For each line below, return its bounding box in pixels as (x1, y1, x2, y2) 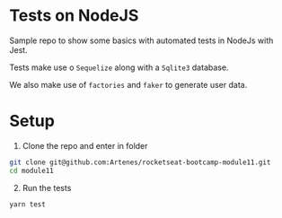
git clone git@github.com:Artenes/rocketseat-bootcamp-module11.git (9, 158, 271, 167)
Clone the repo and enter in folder (22, 140, 148, 151)
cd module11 (9, 166, 54, 175)
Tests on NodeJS (9, 5, 139, 26)
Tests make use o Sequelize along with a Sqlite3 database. (9, 62, 229, 73)
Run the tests (22, 182, 72, 193)
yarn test (9, 199, 47, 209)
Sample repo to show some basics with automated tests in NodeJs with (9, 35, 274, 46)
